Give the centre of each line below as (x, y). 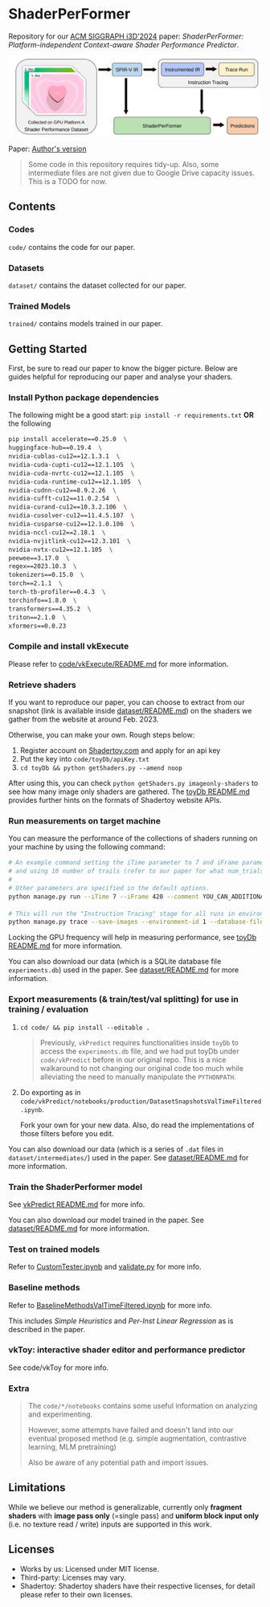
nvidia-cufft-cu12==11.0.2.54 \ (64, 499)
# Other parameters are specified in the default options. (109, 888)
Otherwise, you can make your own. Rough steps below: (102, 735)
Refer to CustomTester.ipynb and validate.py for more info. (105, 1267)
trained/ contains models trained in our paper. (86, 324)
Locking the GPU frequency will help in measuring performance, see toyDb (133, 938)
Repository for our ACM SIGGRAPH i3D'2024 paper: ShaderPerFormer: (126, 36)
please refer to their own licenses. (76, 1594)
